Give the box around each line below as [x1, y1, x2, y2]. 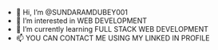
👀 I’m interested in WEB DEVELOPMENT [15, 16, 148, 25]
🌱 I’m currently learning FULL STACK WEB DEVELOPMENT [15, 25, 209, 33]
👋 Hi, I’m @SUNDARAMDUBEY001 [15, 8, 129, 17]
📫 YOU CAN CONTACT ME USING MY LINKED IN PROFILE [15, 33, 210, 43]
